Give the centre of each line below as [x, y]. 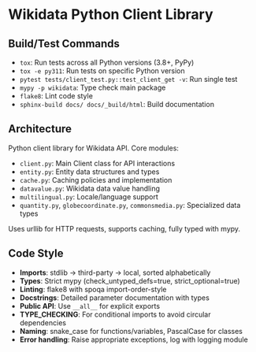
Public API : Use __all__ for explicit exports [89, 306]
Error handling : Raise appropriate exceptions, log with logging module [134, 339]
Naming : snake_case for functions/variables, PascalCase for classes [131, 331]
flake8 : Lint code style [56, 96]
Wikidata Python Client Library [111, 15]
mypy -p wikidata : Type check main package [93, 87]
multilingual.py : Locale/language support [89, 196]
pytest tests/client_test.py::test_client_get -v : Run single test [128, 79]
